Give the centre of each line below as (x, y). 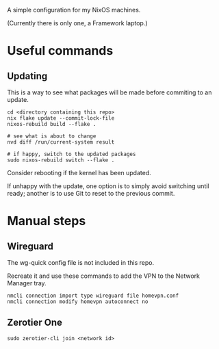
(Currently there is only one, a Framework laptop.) (78, 23)
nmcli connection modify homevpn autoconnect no (78, 302)
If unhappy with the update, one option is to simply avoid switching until (108, 186)
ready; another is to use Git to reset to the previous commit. (91, 193)
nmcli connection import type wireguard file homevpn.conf (93, 296)
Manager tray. (27, 283)
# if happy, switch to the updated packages (72, 154)
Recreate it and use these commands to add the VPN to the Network (104, 276)
